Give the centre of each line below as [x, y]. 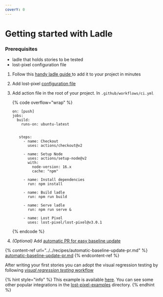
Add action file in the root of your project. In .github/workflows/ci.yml [83, 93]
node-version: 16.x [52, 167]
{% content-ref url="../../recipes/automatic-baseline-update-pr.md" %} [76, 250]
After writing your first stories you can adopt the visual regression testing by [82, 265]
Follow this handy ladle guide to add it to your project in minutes [76, 74]
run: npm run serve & [50, 210]
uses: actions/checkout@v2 [55, 146]
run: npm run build [47, 197]
